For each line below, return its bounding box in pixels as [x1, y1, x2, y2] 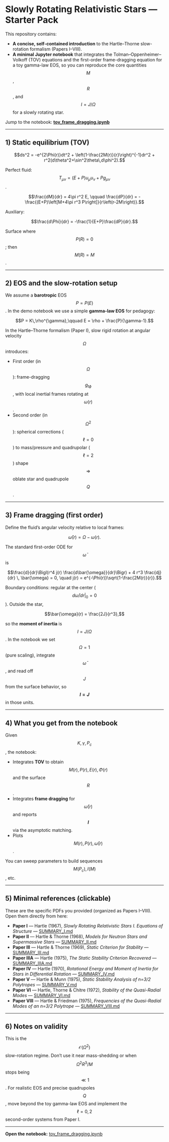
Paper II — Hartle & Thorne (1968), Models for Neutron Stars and [12, 933, 147, 940]
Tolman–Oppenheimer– [113, 51, 161, 57]
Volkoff [12, 56, 28, 62]
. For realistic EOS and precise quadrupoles [5, 1085, 95, 1091]
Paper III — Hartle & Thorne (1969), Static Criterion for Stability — [12, 944, 149, 950]
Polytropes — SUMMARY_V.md [12, 981, 77, 987]
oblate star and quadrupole [12, 476, 69, 482]
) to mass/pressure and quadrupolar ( [12, 444, 91, 450]
